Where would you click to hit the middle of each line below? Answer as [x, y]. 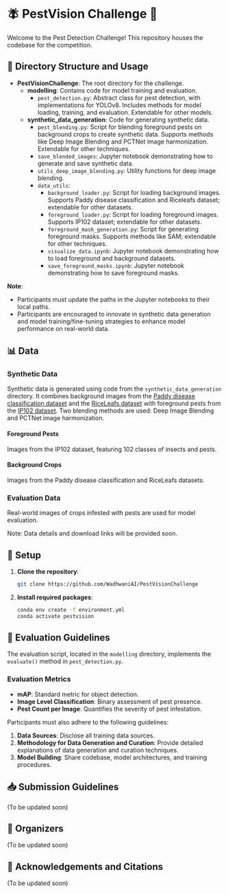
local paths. [33, 306]
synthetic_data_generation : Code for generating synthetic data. [118, 119]
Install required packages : [55, 597]
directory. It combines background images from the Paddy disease [101, 396]
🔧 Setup [24, 555]
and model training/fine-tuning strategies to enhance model [101, 321]
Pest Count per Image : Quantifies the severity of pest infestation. [109, 709]
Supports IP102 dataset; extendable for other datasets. [125, 222]
